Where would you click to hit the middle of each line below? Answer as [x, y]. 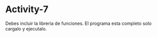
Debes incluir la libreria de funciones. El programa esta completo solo [78, 23]
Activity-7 [27, 9]
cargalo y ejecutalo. [26, 28]
